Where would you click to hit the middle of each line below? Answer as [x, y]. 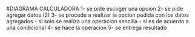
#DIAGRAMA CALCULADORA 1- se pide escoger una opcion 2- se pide [95, 9]
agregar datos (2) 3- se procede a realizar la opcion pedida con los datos [98, 15]
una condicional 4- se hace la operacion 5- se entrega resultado [87, 27]
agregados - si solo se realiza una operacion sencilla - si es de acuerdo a [97, 21]
